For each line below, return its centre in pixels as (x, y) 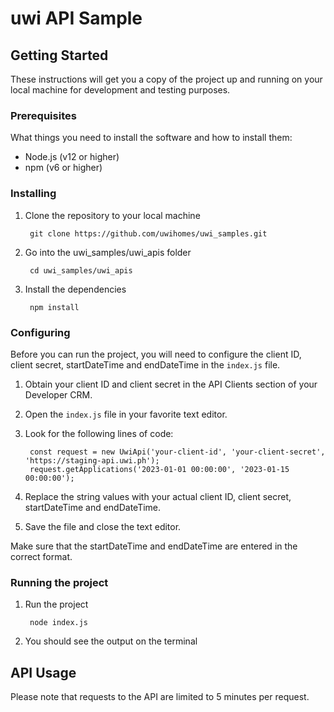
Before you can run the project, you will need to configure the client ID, (156, 354)
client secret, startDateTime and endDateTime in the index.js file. (145, 364)
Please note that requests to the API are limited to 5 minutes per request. (160, 696)
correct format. (41, 556)
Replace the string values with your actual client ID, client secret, (158, 496)
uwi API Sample (76, 18)
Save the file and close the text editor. (103, 526)
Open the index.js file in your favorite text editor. (126, 414)
